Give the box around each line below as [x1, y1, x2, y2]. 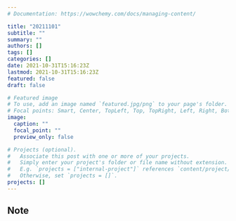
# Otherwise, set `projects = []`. [7, 173, 118, 180]
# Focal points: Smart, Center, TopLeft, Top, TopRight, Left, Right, [7, 107, 218, 114]
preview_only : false [13, 133, 74, 140]
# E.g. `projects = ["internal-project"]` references [7, 166, 174, 173]
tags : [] [7, 49, 33, 56]
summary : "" [7, 36, 42, 43]
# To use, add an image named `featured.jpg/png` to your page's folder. [7, 101, 228, 108]
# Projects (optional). [7, 146, 77, 153]
